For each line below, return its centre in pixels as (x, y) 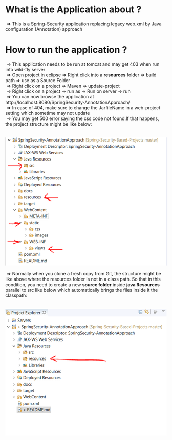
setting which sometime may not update (48, 113)
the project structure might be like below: (49, 124)
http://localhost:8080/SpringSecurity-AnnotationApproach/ (68, 102)
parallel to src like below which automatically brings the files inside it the (82, 290)
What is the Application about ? (73, 9)
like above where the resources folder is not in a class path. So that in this (83, 279)
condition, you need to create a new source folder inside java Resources (83, 284)
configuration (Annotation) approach (44, 29)
